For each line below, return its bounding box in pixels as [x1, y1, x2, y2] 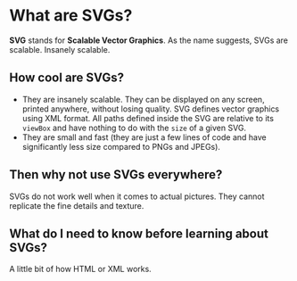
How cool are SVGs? [9, 70, 125, 86]
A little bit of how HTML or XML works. [9, 264, 152, 275]
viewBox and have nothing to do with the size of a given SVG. [21, 122, 247, 133]
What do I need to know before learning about [9, 226, 269, 241]
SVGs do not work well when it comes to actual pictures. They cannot [9, 191, 265, 202]
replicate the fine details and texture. [9, 200, 144, 211]
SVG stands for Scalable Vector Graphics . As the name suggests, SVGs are [9, 35, 288, 45]
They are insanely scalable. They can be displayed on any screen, [21, 94, 265, 104]
